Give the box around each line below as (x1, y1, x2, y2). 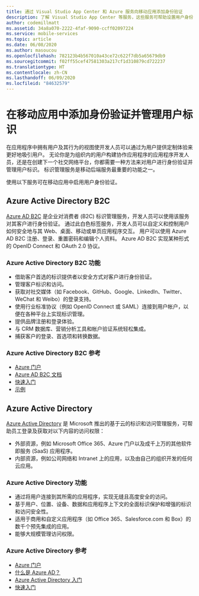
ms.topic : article (6, 36, 52, 42)
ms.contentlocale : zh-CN (6, 70, 68, 75)
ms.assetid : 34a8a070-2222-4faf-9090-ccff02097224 (6, 25, 134, 31)
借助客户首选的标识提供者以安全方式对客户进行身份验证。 (14, 273, 155, 280)
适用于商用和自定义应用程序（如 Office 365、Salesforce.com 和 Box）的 (14, 515, 191, 523)
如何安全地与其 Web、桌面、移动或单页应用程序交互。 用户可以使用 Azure (6, 227, 187, 235)
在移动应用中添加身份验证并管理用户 (6, 108, 183, 122)
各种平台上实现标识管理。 (25, 310, 88, 318)
